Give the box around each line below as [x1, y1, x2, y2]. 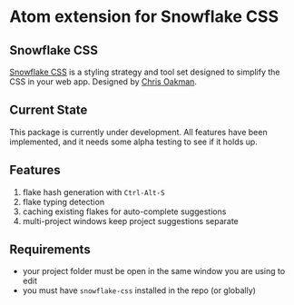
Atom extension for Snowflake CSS [9, 6, 279, 27]
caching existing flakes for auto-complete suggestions [22, 206, 227, 217]
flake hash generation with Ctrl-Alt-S [22, 186, 165, 197]
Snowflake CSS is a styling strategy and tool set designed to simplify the [9, 66, 280, 77]
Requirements [9, 242, 91, 258]
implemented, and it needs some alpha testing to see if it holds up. [9, 136, 259, 147]
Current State [9, 103, 88, 118]
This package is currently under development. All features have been [9, 126, 268, 137]
